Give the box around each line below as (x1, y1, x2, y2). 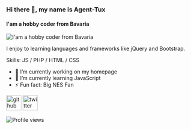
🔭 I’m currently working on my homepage (14, 68, 118, 75)
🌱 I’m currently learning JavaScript (14, 75, 101, 82)
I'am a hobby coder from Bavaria (6, 20, 89, 27)
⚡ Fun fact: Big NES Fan (14, 81, 74, 88)
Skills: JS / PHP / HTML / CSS (6, 57, 80, 64)
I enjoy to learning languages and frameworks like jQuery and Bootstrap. (6, 45, 186, 53)
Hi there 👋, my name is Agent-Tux (6, 5, 106, 14)
